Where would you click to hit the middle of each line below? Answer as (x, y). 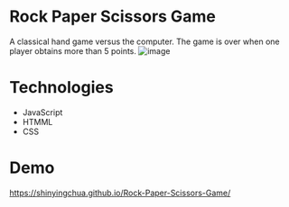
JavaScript (42, 112)
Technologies (62, 88)
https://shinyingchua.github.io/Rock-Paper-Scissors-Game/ (120, 193)
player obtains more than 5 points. (73, 50)
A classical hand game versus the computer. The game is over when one (144, 41)
